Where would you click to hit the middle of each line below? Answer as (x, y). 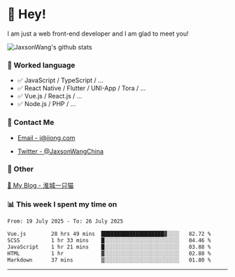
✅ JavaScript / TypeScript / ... (60, 80)
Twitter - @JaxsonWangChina (60, 151)
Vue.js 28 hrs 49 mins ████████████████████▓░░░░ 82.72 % (109, 234)
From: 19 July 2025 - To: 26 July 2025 (65, 222)
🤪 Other (20, 169)
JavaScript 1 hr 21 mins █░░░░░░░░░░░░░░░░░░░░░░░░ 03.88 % (109, 247)
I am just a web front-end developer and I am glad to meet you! (98, 33)
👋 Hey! (27, 14)
